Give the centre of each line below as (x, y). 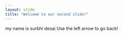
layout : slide (20, 10)
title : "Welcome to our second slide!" (47, 14)
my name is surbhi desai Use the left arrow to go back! (62, 28)
